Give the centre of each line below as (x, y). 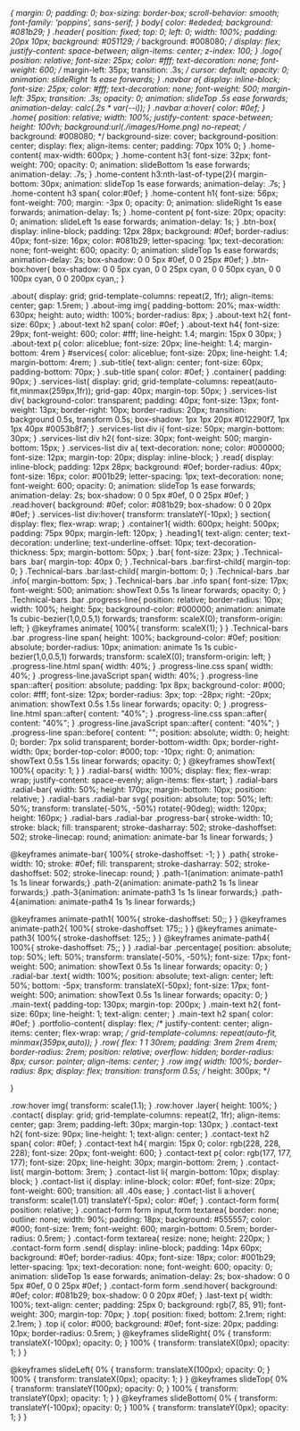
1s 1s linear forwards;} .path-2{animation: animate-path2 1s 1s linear (134, 883)
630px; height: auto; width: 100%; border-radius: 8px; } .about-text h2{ (141, 315)
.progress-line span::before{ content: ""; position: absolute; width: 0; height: (150, 732)
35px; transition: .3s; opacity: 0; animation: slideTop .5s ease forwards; (157, 98)
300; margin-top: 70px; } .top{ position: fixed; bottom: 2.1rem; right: (163, 1314)
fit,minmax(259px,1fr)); (52, 391)
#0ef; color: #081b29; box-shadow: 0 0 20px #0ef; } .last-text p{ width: (142, 1295)
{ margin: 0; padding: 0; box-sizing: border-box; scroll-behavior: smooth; (145, 13)
